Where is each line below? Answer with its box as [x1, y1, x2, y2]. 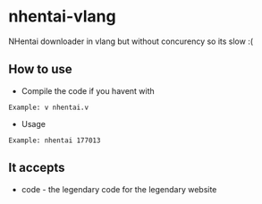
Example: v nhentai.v [8, 103, 89, 112]
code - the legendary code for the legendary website [21, 183, 217, 194]
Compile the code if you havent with [21, 85, 156, 96]
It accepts [8, 160, 65, 175]
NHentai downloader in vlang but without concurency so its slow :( [8, 36, 254, 47]
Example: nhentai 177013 [8, 136, 101, 145]
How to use [8, 62, 72, 77]
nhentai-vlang [8, 6, 117, 27]
